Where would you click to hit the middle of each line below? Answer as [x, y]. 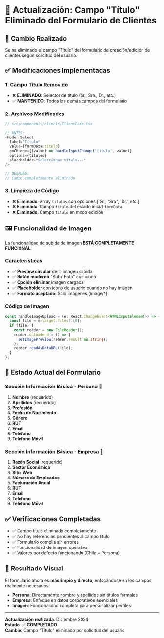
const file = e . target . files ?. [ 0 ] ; [46, 321]
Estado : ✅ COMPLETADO [31, 625]
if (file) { [22, 326]
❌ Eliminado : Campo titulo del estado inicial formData [67, 206]
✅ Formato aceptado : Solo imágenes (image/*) [60, 294]
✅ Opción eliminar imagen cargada [48, 282]
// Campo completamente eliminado [40, 178]
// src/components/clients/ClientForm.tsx [49, 124]
